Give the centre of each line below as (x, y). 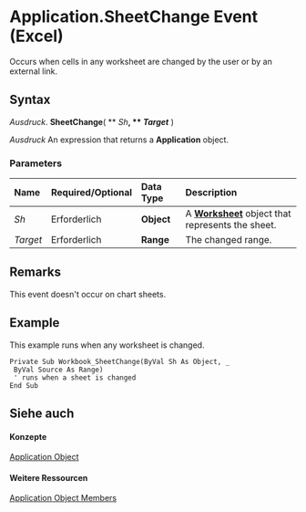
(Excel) (36, 36)
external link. (34, 71)
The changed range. (229, 240)
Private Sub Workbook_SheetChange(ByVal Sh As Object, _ (120, 361)
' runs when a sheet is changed (75, 377)
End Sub (24, 385)
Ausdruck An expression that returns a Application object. (119, 140)
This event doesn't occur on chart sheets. (88, 294)
